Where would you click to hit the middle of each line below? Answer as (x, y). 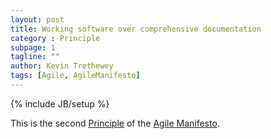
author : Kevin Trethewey (62, 66)
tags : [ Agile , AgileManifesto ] (75, 76)
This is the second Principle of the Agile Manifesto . (115, 123)
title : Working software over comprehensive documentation (136, 29)
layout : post (37, 19)
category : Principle (55, 38)
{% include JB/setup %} (60, 103)
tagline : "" (35, 57)
